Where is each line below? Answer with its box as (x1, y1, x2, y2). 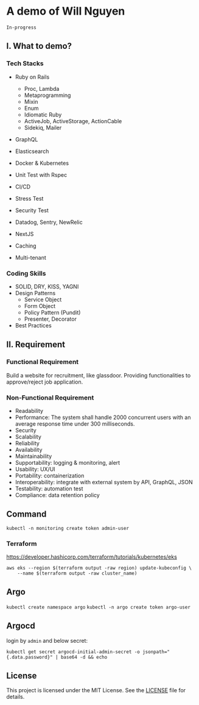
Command (6, 509, 47, 520)
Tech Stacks (6, 59, 44, 68)
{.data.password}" (6, 654, 53, 660)
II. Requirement (6, 340, 66, 350)
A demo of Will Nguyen (6, 4, 125, 18)
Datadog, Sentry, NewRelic (15, 218, 83, 226)
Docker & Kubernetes (15, 159, 69, 166)
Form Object (24, 302, 56, 309)
